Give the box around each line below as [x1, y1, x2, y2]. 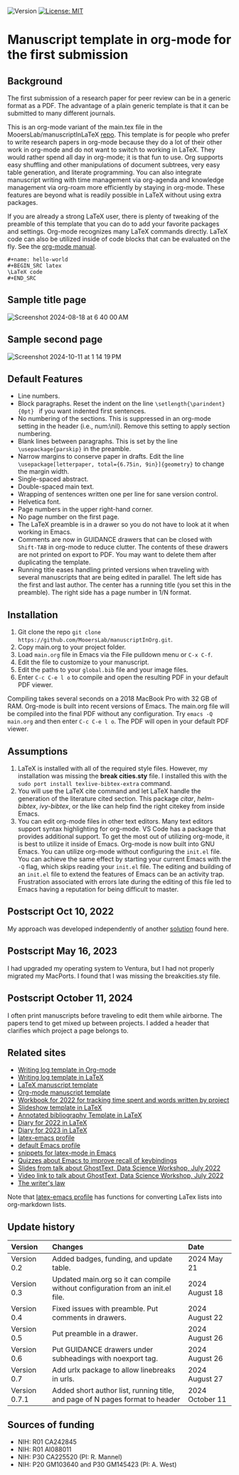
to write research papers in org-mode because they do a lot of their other [7, 138, 223, 146]
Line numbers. [17, 392, 60, 400]
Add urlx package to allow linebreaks [52, 1365, 176, 1375]
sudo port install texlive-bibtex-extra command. [17, 779, 172, 788]
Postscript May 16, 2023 [7, 945, 117, 957]
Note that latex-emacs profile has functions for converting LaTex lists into [7, 1193, 223, 1201]
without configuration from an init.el [52, 1284, 171, 1294]
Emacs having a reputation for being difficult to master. [17, 885, 179, 894]
